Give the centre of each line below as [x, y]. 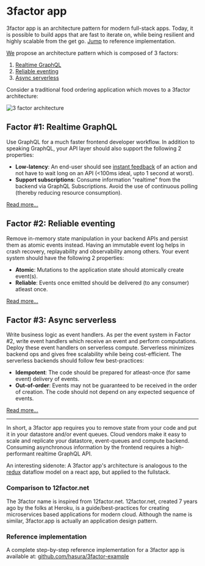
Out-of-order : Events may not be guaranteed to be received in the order [106, 385]
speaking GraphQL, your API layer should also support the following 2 [94, 148]
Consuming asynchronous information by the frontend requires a [88, 448]
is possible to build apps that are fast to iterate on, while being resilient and [101, 34]
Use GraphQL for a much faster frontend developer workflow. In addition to [101, 142]
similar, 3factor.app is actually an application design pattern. [82, 521]
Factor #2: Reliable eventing [61, 224]
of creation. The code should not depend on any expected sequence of [105, 392]
